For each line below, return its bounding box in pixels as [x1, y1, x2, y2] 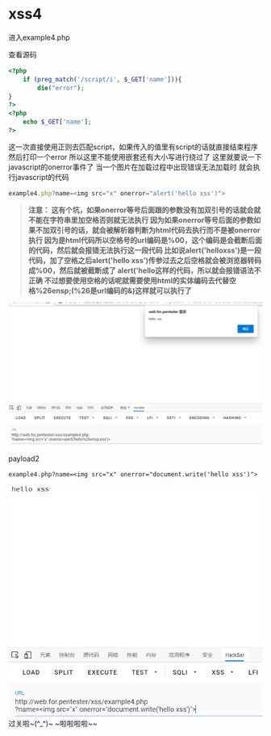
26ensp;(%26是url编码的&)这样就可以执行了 [43, 286, 192, 295]
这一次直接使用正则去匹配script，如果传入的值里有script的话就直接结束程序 [8, 142, 258, 152]
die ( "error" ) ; [37, 84, 85, 92]
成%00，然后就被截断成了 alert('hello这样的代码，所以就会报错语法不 [27, 266, 261, 275]
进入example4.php [8, 32, 70, 42]
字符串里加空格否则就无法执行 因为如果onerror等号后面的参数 [49, 215, 254, 224]
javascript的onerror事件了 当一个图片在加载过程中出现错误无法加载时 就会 [8, 162, 253, 172]
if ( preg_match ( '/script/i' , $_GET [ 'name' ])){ [23, 75, 182, 83]
